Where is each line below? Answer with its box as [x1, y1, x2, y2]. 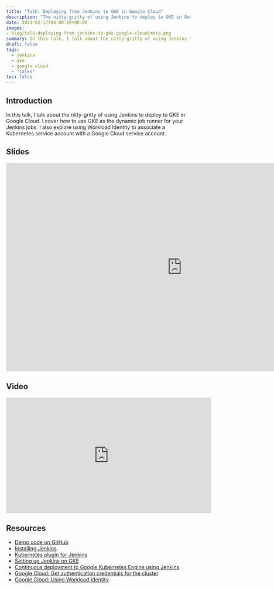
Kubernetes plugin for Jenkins [14, 551, 88, 559]
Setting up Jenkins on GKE [14, 557, 80, 564]
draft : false [6, 42, 38, 47]
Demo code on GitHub [14, 539, 68, 546]
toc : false [6, 74, 33, 80]
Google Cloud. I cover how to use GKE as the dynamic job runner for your [6, 117, 183, 124]
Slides [6, 147, 29, 157]
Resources [6, 523, 46, 533]
